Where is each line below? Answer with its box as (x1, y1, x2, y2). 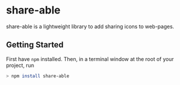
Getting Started (6, 40, 64, 50)
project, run (6, 62, 34, 69)
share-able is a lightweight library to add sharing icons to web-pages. (6, 23, 175, 30)
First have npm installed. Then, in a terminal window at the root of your (6, 55, 174, 62)
